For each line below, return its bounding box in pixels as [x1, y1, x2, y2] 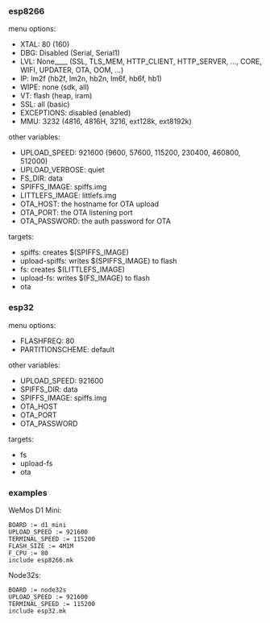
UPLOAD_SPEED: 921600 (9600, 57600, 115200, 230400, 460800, [19, 147, 241, 158]
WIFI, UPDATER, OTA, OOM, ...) [19, 65, 124, 75]
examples [8, 487, 48, 498]
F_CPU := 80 [8, 549, 48, 557]
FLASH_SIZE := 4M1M [8, 542, 74, 550]
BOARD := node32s [8, 586, 67, 594]
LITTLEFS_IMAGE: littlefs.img [19, 191, 117, 201]
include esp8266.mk [8, 556, 74, 564]
